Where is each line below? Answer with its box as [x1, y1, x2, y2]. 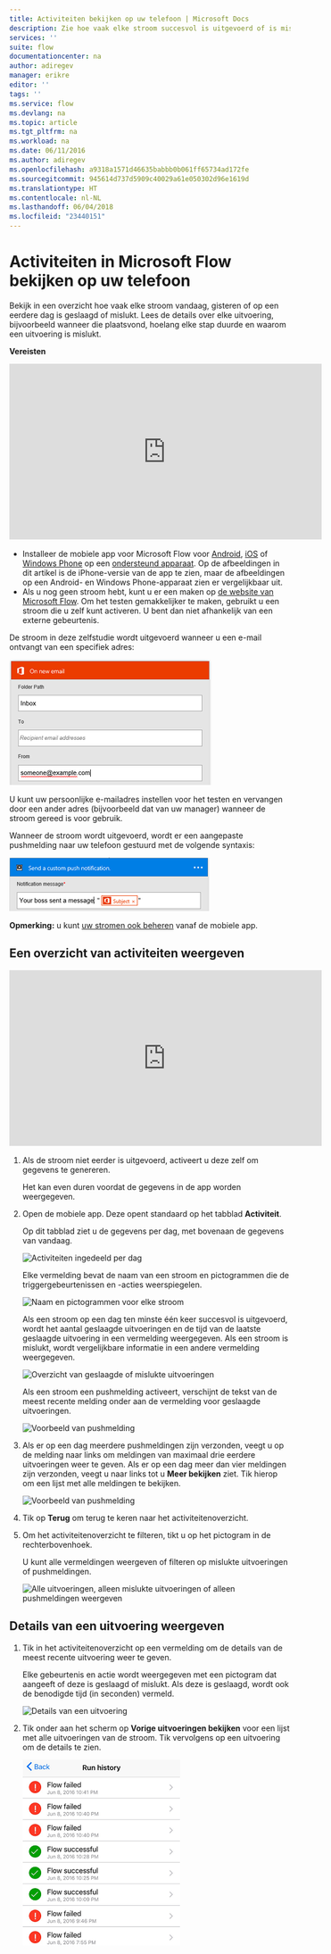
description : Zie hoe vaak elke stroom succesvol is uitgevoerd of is [9, 23, 277, 33]
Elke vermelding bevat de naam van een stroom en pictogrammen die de [21, 1269, 290, 1280]
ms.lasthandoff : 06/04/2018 [9, 203, 114, 212]
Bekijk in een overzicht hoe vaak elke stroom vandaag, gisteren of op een [9, 300, 279, 311]
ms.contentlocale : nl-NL [9, 193, 102, 203]
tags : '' [9, 89, 42, 98]
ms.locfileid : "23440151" [9, 212, 105, 221]
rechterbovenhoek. [21, 1539, 93, 1550]
